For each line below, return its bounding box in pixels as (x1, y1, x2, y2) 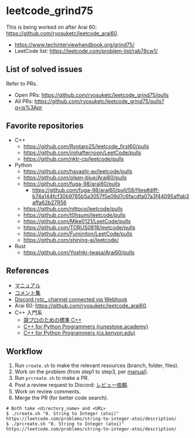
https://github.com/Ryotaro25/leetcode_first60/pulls (23, 143, 149, 150)
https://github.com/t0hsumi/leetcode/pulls (23, 211, 126, 218)
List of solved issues (6, 65, 83, 75)
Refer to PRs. (6, 80, 38, 87)
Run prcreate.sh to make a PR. (14, 375, 90, 382)
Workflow (6, 346, 43, 356)
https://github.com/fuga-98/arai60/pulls (23, 180, 121, 187)
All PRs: (14, 97, 33, 105)
